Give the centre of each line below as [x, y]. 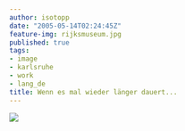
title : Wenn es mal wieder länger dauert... [93, 92]
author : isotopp [39, 17]
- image [24, 59]
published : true [39, 42]
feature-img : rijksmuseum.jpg [66, 34]
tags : [19, 51]
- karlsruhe [31, 68]
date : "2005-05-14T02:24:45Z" [66, 26]
